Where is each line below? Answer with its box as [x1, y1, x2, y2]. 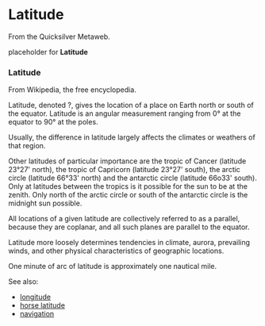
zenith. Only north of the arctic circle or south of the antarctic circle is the [8, 190, 248, 200]
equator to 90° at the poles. [8, 117, 98, 127]
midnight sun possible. [8, 198, 83, 208]
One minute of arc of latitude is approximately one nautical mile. [8, 262, 217, 271]
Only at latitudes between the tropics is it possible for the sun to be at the [8, 182, 248, 191]
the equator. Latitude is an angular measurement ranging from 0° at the [8, 109, 241, 118]
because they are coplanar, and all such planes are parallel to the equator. [8, 222, 250, 232]
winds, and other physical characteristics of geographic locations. [8, 246, 225, 255]
